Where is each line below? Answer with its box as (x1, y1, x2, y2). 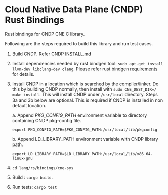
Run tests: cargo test (12, 184, 57, 190)
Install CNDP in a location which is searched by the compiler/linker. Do (12, 81, 159, 87)
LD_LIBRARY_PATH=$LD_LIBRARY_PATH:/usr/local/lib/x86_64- (28, 151, 153, 156)
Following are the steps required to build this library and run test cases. (5, 40, 153, 46)
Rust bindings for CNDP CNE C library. (5, 31, 85, 37)
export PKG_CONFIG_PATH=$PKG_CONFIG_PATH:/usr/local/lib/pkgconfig (12, 127, 157, 132)
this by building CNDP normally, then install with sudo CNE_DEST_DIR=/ (12, 86, 157, 92)
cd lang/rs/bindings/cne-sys (12, 165, 74, 170)
